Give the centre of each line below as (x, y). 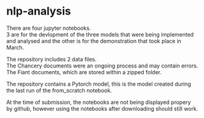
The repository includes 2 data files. (51, 59)
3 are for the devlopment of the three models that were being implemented (100, 34)
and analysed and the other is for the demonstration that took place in (94, 41)
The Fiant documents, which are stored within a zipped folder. (84, 72)
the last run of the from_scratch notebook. (59, 90)
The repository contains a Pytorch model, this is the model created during (99, 84)
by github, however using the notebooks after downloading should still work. (102, 108)
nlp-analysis (39, 11)
